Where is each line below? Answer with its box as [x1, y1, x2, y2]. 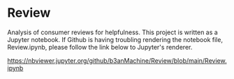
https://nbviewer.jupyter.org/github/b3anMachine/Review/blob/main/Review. [7, 56, 227, 64]
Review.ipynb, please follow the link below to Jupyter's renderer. [7, 43, 193, 51]
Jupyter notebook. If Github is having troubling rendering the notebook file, [7, 35, 224, 43]
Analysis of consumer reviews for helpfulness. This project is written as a [7, 28, 218, 36]
